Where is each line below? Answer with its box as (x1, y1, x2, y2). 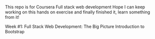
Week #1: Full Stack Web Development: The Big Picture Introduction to (5, 24, 145, 29)
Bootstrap (5, 29, 25, 34)
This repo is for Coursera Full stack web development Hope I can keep (5, 4, 145, 10)
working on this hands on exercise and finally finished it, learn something (5, 9, 151, 15)
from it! (5, 14, 19, 20)
